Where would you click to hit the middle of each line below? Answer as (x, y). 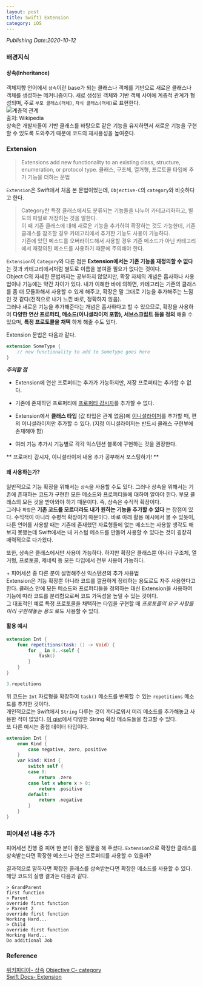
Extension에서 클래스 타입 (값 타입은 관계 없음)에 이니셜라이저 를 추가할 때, (103, 416)
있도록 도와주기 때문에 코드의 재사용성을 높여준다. (77, 133)
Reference (22, 956)
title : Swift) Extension (38, 18)
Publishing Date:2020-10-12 (42, 41)
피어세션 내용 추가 (31, 833)
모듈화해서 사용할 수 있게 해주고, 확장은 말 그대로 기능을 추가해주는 (104, 291)
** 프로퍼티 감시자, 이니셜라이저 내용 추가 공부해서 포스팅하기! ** (83, 457)
